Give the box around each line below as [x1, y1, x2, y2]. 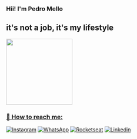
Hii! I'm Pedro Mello [6, 5, 64, 13]
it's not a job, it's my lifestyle [6, 23, 114, 33]
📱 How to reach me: [6, 113, 63, 121]
